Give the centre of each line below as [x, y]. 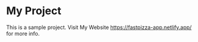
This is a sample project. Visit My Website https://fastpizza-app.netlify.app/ [99, 27]
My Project [34, 11]
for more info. [23, 33]
